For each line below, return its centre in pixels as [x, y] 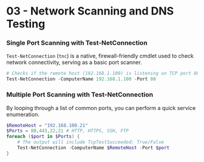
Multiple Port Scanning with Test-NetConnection [80, 95]
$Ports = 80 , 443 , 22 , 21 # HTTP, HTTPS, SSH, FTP [68, 131]
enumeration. [23, 114]
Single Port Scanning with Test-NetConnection [77, 43]
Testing [26, 24]
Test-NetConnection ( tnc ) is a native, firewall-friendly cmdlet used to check [100, 56]
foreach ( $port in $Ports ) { [43, 137]
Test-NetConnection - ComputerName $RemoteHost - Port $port [93, 148]
